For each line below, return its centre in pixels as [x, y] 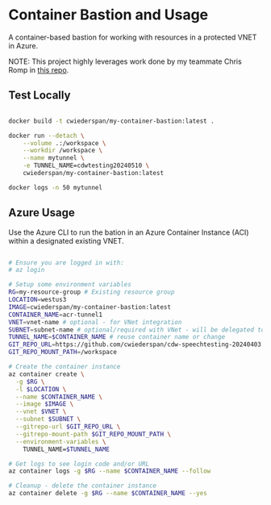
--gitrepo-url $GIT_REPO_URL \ [68, 427]
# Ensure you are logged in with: [67, 263]
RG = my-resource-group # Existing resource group [92, 292]
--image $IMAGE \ [45, 404]
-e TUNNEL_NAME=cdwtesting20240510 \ [86, 166]
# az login [27, 270]
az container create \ [46, 374]
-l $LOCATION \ [41, 389]
